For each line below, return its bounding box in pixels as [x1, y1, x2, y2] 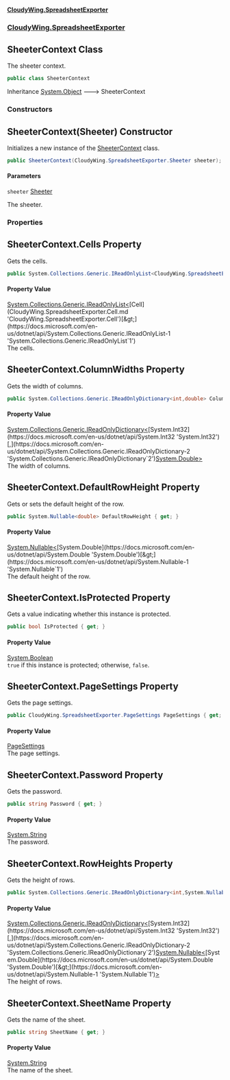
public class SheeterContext [7, 75, 90, 82]
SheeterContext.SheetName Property [7, 997, 172, 1009]
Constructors [7, 105, 53, 114]
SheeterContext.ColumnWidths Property [7, 364, 185, 376]
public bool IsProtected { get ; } [7, 624, 106, 630]
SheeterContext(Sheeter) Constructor [7, 125, 173, 137]
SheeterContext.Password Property [7, 769, 164, 781]
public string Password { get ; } [7, 800, 103, 808]
